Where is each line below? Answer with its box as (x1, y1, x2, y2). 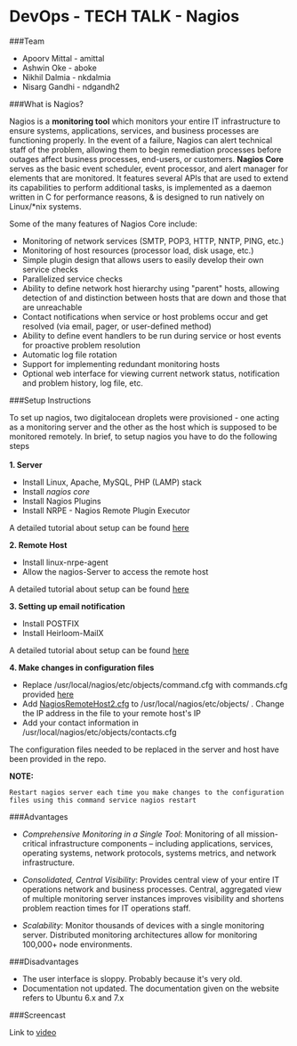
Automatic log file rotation (21, 349, 117, 360)
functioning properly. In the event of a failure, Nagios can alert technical (9, 135, 273, 145)
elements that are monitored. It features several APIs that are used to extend (9, 172, 289, 184)
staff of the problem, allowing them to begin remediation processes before (9, 144, 282, 155)
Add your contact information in (21, 717, 140, 728)
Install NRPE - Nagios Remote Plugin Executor (21, 505, 191, 516)
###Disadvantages (9, 956, 79, 967)
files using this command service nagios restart (9, 796, 197, 805)
